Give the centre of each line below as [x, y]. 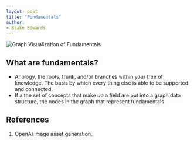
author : [16, 22]
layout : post [22, 11]
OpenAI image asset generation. [53, 134]
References [28, 120]
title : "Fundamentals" [34, 17]
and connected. [33, 89]
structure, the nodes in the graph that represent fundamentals [89, 102]
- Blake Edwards [26, 28]
